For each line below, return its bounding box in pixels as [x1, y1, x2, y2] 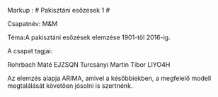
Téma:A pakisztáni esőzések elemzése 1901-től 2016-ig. [7, 33, 171, 41]
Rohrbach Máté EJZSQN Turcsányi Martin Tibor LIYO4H [7, 60, 171, 69]
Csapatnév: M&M [7, 20, 58, 27]
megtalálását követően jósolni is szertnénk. [7, 82, 133, 90]
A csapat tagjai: [7, 47, 53, 55]
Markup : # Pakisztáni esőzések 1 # [7, 6, 110, 14]
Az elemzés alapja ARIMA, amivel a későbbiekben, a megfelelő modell [7, 74, 212, 82]
